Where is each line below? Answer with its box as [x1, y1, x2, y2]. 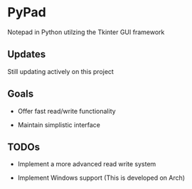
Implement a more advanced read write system [17, 160, 156, 168]
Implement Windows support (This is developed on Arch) [17, 173, 186, 182]
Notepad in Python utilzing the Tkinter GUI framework [7, 28, 165, 36]
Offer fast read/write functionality [17, 107, 116, 115]
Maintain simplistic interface [17, 120, 101, 129]
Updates [7, 48, 46, 60]
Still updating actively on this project [7, 67, 114, 75]
